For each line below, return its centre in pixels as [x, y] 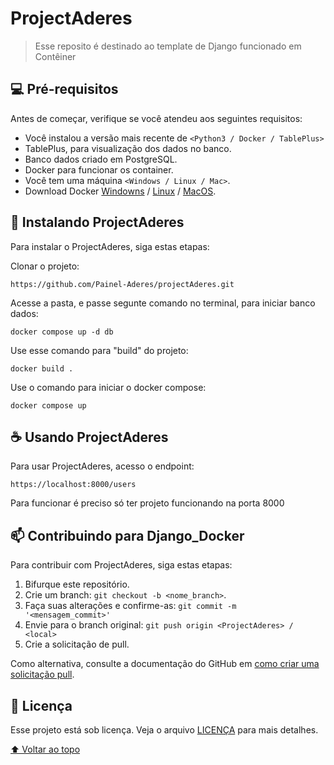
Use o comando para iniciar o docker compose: [108, 387]
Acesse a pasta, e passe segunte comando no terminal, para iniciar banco [163, 303]
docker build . [42, 368]
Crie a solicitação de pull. [77, 644]
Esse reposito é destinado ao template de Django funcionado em [168, 46]
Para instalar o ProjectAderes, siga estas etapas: [110, 246]
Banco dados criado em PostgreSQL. [101, 159]
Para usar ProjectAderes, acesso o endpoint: [102, 466]
